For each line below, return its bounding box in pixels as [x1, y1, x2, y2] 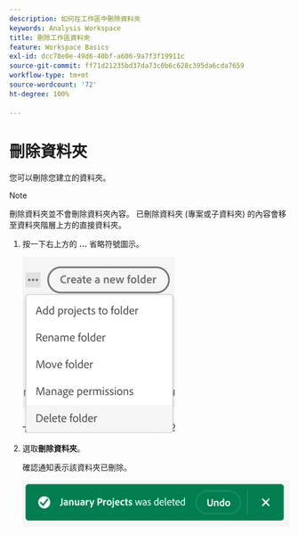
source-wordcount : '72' [9, 80, 98, 89]
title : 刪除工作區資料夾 [9, 33, 91, 42]
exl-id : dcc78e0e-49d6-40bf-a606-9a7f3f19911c [9, 52, 185, 62]
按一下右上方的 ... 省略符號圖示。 [21, 239, 144, 250]
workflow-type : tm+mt [9, 71, 90, 80]
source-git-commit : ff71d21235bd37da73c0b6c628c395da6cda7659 [9, 62, 245, 70]
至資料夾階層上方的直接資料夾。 [9, 219, 126, 231]
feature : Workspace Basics [9, 43, 109, 52]
